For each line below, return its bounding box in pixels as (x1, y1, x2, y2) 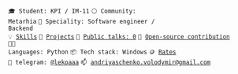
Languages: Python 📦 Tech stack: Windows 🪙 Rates (8, 48, 177, 56)
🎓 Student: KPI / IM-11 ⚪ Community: (8, 7, 136, 15)
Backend (8, 24, 34, 32)
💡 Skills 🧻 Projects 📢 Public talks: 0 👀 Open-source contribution (8, 33, 230, 41)
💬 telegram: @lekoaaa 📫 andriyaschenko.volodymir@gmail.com (8, 58, 211, 66)
